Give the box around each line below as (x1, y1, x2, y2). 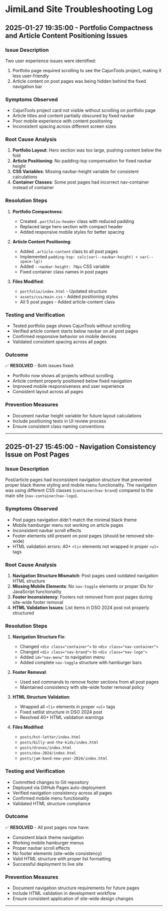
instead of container (12, 185, 54, 191)
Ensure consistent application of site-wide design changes (12, 895, 133, 901)
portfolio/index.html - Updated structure (19, 288, 107, 294)
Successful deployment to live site (12, 861, 83, 867)
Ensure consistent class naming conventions (12, 423, 104, 429)
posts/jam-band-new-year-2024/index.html (19, 756, 107, 761)
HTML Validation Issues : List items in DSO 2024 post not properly (12, 604, 149, 611)
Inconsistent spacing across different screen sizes (12, 123, 116, 129)
